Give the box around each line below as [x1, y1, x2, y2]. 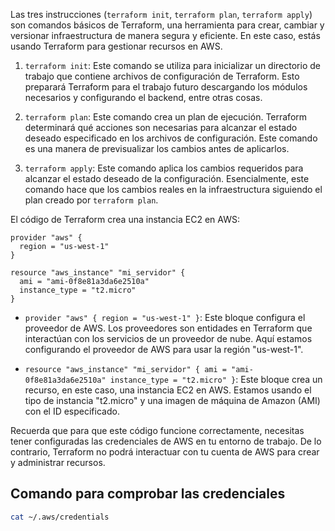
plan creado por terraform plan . [24, 194, 159, 206]
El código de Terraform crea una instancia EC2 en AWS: [10, 214, 240, 225]
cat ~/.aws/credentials [10, 512, 110, 522]
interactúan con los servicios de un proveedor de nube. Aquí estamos [24, 333, 313, 344]
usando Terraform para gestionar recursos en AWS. [10, 40, 223, 52]
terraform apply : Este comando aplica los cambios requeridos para [24, 162, 304, 174]
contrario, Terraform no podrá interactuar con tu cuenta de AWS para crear [10, 446, 320, 458]
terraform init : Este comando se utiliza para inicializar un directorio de [24, 60, 321, 71]
